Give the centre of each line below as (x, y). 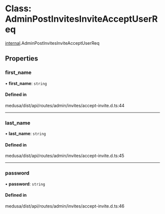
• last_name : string (26, 134)
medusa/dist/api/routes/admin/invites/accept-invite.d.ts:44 (65, 105)
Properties (22, 59)
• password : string (25, 184)
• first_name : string (26, 83)
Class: (18, 9)
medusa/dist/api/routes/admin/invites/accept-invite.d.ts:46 (65, 206)
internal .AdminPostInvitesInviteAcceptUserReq (52, 43)
